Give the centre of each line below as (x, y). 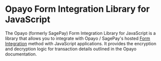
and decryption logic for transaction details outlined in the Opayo (71, 49)
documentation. (21, 54)
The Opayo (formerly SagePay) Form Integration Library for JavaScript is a (80, 33)
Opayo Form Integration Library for (77, 9)
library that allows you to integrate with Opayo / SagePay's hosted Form (78, 38)
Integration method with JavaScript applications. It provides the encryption (81, 43)
